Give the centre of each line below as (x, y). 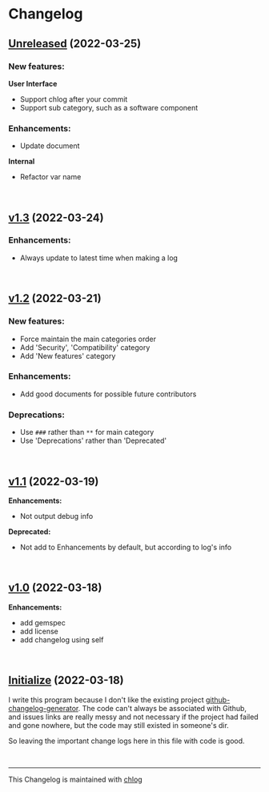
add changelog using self (62, 639)
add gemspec (42, 622)
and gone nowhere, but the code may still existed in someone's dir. (119, 725)
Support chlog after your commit (74, 99)
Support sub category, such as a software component (109, 107)
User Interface (33, 83)
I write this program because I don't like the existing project (106, 700)
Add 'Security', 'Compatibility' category (85, 347)
